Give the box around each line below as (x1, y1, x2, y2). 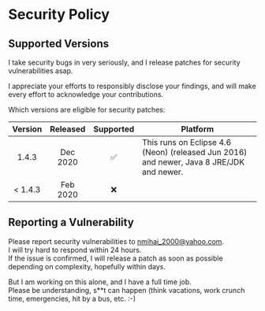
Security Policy (8, 6, 110, 24)
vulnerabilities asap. (8, 66, 73, 76)
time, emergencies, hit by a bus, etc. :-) (8, 294, 136, 303)
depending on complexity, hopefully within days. (8, 261, 166, 271)
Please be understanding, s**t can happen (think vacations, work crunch (8, 285, 245, 294)
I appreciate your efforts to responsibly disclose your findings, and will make (8, 81, 256, 91)
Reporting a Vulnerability (8, 216, 134, 229)
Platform (181, 124, 215, 135)
